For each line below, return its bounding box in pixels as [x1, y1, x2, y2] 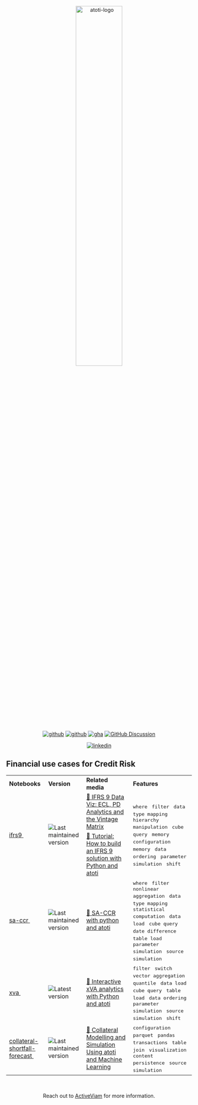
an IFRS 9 [86, 846, 113, 855]
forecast [9, 1052, 32, 1060]
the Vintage [86, 815, 118, 823]
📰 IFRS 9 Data [86, 793, 125, 801]
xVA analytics [86, 985, 124, 993]
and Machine [86, 1055, 123, 1064]
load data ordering [133, 995, 187, 1001]
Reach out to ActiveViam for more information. [42, 1092, 156, 1099]
